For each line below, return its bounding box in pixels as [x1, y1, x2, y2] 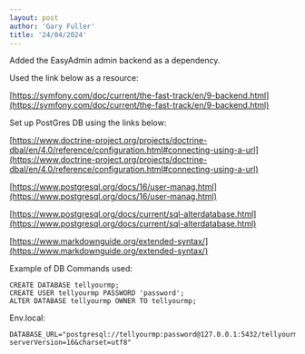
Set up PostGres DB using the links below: [9, 117, 167, 128]
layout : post [9, 13, 59, 23]
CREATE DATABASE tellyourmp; [9, 280, 120, 290]
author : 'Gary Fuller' [9, 22, 95, 31]
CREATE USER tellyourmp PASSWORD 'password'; [9, 289, 184, 298]
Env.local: [9, 312, 45, 323]
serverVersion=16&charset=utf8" [9, 338, 132, 348]
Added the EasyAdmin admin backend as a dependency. [9, 55, 221, 66]
